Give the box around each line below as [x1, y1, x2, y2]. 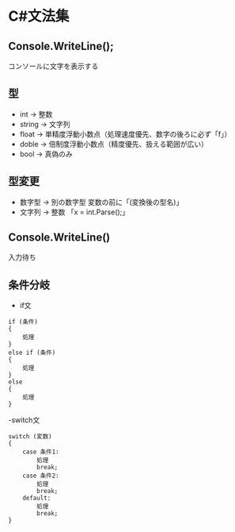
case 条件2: [22, 472, 59, 480]
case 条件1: [22, 448, 59, 457]
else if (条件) [8, 349, 56, 357]
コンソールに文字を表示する [8, 61, 99, 71]
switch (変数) [8, 433, 53, 441]
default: [22, 494, 51, 503]
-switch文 [8, 415, 40, 425]
